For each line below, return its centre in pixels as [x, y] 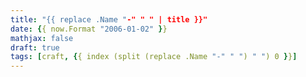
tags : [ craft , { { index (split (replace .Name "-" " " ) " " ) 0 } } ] [154, 57]
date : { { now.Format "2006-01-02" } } [89, 29]
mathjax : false [42, 38]
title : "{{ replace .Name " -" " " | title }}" [109, 19]
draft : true [35, 47]
